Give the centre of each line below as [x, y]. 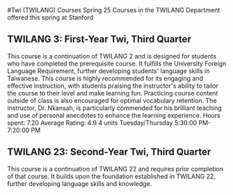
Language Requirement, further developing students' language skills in [109, 71]
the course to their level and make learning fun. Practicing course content [113, 93]
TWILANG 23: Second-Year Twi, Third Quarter [109, 152]
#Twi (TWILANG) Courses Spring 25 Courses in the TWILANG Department [114, 10]
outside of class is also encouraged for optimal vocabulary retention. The [112, 100]
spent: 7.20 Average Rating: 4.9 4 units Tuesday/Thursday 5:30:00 [102, 123]
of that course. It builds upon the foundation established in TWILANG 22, [111, 176]
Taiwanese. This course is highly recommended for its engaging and [105, 78]
